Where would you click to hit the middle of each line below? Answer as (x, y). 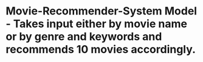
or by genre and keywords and (84, 37)
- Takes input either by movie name (97, 24)
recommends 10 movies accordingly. (101, 50)
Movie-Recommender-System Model (101, 11)
